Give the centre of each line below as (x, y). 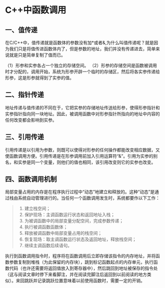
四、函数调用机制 (31, 179)
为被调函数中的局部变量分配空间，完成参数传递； (74, 221)
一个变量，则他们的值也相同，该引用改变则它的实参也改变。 (95, 162)
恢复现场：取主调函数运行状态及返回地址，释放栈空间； (80, 239)
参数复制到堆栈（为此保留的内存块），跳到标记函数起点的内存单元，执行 (81, 262)
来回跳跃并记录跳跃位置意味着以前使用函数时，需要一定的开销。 (80, 281)
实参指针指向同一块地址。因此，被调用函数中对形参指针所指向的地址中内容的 (82, 113)
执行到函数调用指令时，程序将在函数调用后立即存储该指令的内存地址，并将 (80, 256)
